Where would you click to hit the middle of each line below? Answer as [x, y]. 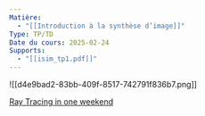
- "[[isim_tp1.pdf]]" [57, 59]
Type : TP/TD [31, 34]
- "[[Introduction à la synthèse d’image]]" [101, 26]
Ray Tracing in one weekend [61, 102]
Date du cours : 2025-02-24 [59, 42]
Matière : [25, 17]
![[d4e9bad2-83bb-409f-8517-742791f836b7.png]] [103, 84]
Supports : [28, 51]
